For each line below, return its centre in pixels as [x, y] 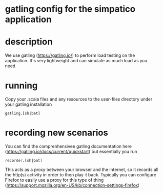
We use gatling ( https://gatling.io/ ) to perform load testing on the [70, 55]
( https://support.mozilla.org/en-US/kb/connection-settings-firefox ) [72, 185]
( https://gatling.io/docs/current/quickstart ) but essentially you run [71, 151]
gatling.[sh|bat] [23, 114]
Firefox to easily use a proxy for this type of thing [54, 180]
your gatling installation [29, 104]
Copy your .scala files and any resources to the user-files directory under [79, 99]
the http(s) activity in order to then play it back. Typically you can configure [81, 175]
